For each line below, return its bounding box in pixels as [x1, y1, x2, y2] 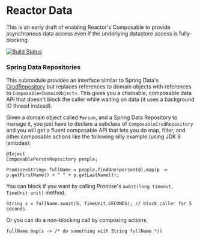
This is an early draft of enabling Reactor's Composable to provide [6, 23, 171, 31]
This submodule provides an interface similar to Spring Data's [6, 76, 159, 84]
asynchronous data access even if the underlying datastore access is [6, 29, 178, 37]
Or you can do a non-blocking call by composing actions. [6, 217, 148, 224]
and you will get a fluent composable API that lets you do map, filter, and [6, 127, 186, 134]
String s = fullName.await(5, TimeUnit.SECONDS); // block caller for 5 [6, 201, 192, 207]
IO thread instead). [6, 102, 53, 109]
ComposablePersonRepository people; [6, 156, 98, 162]
